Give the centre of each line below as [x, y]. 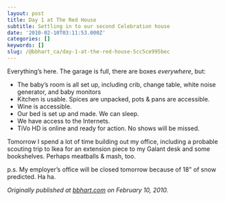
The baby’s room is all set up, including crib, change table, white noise [116, 84]
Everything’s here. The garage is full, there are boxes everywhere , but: [106, 71]
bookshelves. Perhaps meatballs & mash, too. [71, 156]
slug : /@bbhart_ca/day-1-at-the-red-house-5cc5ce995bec [88, 52]
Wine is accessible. [44, 106]
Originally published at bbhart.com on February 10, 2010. [88, 190]
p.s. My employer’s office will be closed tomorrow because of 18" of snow [112, 169]
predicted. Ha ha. [32, 176]
